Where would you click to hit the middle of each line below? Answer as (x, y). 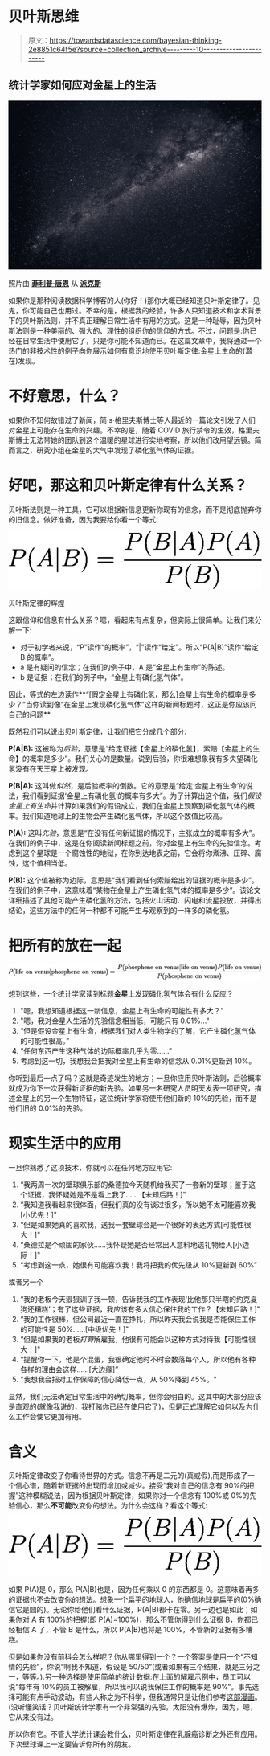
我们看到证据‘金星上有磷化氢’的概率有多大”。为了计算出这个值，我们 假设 (142, 796)
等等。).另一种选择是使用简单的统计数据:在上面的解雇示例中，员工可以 (137, 1676)
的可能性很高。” (45, 1041)
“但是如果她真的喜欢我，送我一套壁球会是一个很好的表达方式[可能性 (132, 1224)
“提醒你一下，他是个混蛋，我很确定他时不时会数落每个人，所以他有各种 (137, 1359)
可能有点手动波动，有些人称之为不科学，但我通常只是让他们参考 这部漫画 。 (138, 1697)
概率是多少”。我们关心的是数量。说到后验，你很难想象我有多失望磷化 (144, 759)
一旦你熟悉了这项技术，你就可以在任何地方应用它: (90, 1167)
